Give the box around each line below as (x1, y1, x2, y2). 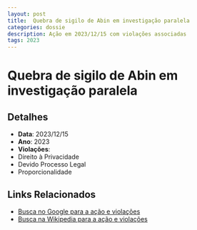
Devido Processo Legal (17, 160, 86, 169)
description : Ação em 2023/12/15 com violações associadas (7, 30, 187, 38)
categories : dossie (7, 23, 66, 31)
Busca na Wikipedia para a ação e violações (17, 214, 148, 223)
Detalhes (7, 111, 49, 123)
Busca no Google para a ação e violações (17, 207, 141, 216)
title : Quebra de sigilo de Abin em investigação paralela (7, 17, 191, 24)
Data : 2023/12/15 (17, 130, 69, 139)
